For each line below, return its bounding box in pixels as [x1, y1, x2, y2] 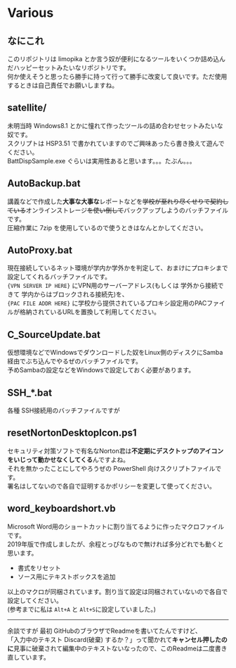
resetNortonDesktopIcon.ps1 [7, 427, 137, 439]
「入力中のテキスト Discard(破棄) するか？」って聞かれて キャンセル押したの [7, 635, 228, 643]
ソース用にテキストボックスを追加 [17, 572, 116, 581]
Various [7, 5, 54, 21]
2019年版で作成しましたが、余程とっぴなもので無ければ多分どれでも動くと [7, 540, 224, 548]
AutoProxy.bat [7, 244, 72, 256]
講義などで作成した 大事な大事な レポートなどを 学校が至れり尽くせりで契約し [7, 197, 229, 206]
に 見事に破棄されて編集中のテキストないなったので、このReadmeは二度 [7, 644, 216, 653]
